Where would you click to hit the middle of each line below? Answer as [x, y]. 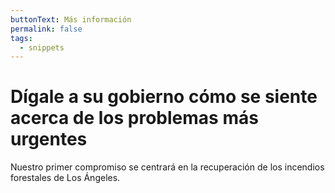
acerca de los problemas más [134, 118]
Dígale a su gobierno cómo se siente [164, 97]
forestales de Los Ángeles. [65, 178]
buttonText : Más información [71, 19]
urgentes [49, 139]
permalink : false [46, 29]
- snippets [42, 47]
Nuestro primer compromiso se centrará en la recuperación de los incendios [167, 167]
